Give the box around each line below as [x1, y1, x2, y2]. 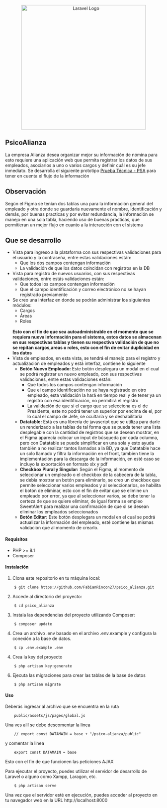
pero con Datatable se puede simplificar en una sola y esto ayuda [19, 440, 154, 446]
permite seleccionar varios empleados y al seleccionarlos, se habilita [19, 483, 161, 488]
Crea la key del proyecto [12, 653, 63, 660]
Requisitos [5, 536, 28, 542]
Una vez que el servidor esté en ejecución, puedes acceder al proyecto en [5, 792, 158, 798]
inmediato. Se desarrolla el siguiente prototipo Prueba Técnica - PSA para [5, 167, 156, 173]
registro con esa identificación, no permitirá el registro [27, 398, 139, 404]
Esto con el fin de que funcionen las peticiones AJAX [5, 759, 114, 765]
